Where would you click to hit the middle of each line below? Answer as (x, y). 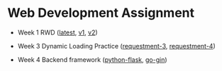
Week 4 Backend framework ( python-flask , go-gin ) (93, 59)
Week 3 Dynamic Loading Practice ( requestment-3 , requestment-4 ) (116, 46)
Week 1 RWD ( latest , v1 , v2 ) (57, 32)
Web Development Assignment (101, 13)
